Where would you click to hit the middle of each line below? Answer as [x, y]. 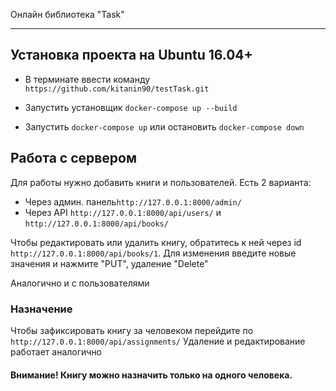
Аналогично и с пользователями [80, 283]
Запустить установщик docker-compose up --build [131, 107]
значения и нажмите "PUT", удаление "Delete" [109, 263]
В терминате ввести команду [87, 79]
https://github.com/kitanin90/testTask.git [117, 89]
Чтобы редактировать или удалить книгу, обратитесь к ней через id [156, 242]
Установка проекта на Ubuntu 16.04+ [131, 55]
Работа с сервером [74, 158]
